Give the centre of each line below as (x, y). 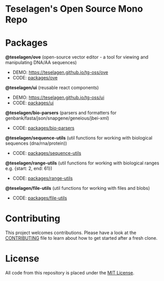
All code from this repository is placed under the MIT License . (70, 273)
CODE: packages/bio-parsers (43, 128)
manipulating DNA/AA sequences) (41, 63)
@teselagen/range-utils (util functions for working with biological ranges (82, 163)
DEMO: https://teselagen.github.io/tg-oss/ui (58, 98)
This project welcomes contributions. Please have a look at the (71, 233)
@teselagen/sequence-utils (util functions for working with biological (79, 138)
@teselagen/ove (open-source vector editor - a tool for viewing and (77, 57)
